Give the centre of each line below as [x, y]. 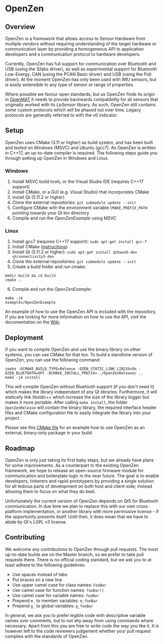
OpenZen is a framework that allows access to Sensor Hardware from [75, 38]
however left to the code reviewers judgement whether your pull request [78, 631]
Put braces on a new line [37, 580]
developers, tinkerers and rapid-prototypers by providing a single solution [80, 481]
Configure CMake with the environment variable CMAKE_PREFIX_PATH [80, 208]
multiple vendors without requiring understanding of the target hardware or [81, 44]
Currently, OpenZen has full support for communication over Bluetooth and [81, 64]
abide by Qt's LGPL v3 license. [36, 522]
